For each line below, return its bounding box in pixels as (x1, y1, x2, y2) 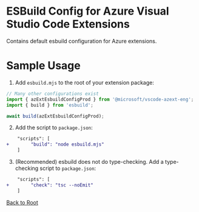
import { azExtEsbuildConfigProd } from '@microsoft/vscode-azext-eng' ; (6, 96, 194, 102)
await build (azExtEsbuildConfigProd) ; (6, 113, 104, 119)
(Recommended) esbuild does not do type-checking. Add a (15, 158, 164, 165)
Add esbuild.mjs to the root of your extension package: (15, 79, 155, 86)
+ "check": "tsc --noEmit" (6, 182, 94, 188)
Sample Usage (6, 59, 81, 72)
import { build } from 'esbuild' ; (6, 102, 94, 108)
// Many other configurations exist (6, 90, 99, 97)
